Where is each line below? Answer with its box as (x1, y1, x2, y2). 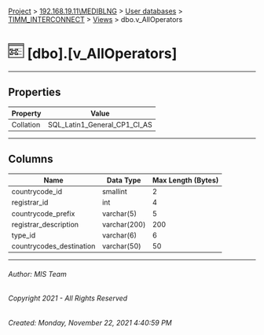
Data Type (106, 175, 141, 185)
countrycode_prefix (11, 208, 75, 218)
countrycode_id (11, 187, 63, 197)
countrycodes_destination (11, 241, 96, 251)
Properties (8, 85, 61, 98)
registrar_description (11, 219, 79, 229)
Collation (11, 120, 41, 130)
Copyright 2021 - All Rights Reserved (8, 293, 128, 303)
